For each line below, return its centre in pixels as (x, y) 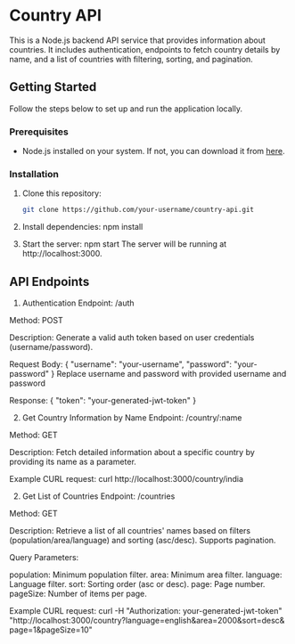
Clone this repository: (61, 193)
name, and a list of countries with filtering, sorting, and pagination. (131, 59)
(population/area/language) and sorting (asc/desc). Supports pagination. (143, 541)
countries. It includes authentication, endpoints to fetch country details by (145, 49)
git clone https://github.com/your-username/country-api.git (138, 210)
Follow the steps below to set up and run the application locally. (126, 109)
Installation (34, 174)
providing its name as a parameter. (73, 462)
